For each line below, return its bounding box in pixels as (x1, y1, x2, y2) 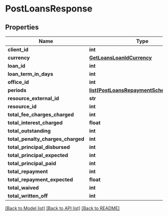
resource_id (7, 103, 36, 110)
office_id (7, 78, 29, 85)
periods (7, 87, 26, 93)
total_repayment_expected (7, 176, 73, 183)
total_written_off (7, 192, 48, 199)
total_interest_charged (7, 119, 63, 126)
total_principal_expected (7, 152, 68, 158)
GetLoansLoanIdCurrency (89, 54, 152, 61)
